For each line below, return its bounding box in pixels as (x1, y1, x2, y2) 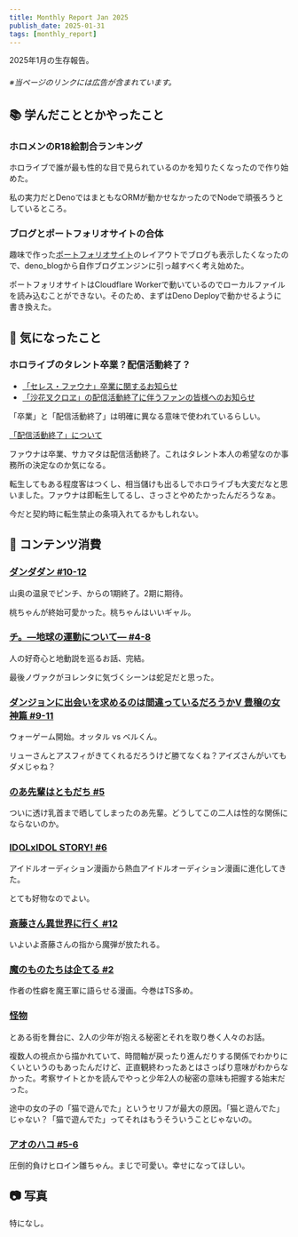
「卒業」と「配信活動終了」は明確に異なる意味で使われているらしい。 (9, 411, 265, 421)
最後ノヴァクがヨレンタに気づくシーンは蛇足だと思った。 (9, 672, 219, 682)
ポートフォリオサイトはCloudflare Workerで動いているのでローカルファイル (9, 279, 286, 290)
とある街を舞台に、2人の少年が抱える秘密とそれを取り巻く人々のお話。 (9, 1032, 271, 1042)
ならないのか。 (9, 818, 64, 829)
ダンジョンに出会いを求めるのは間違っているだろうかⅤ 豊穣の (9, 696, 272, 708)
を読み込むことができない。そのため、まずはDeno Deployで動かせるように (9, 291, 282, 301)
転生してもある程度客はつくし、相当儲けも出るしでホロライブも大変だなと (9, 478, 281, 489)
